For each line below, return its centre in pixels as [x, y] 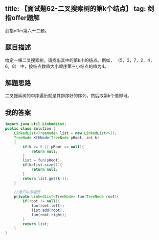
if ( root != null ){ [41, 201]
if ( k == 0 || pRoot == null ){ [53, 147]
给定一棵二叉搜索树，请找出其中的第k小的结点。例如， [60, 60]
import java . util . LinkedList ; [36, 124]
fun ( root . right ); [49, 215]
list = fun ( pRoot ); [43, 160]
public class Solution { [30, 129]
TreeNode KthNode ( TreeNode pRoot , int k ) [57, 138]
